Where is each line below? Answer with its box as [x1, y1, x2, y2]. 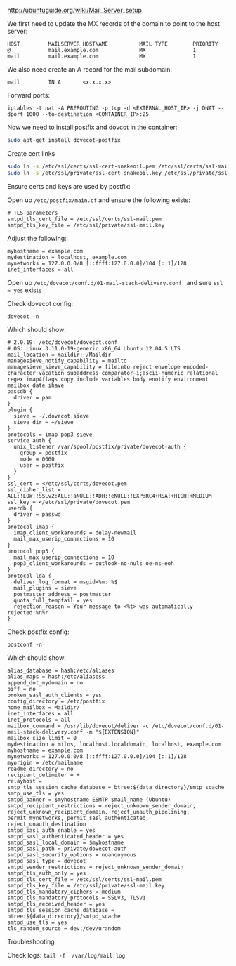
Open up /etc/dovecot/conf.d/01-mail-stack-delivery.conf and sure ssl [7, 278, 223, 286]
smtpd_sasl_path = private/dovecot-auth [7, 845, 128, 852]
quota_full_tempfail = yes [13, 597, 93, 604]
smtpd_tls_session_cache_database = [7, 906, 114, 913]
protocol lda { [7, 572, 52, 579]
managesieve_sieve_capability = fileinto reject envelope [7, 363, 181, 371]
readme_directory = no [7, 765, 74, 772]
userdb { [7, 505, 33, 512]
